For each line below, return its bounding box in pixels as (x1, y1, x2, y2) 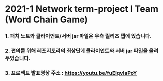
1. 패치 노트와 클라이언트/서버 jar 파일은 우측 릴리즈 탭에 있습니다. (5, 33, 152, 40)
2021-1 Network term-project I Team (5, 3, 159, 15)
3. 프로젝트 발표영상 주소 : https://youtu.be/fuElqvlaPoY (5, 69, 137, 76)
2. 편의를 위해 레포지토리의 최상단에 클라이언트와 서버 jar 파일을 (5, 47, 148, 54)
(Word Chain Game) (5, 14, 88, 25)
